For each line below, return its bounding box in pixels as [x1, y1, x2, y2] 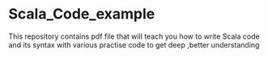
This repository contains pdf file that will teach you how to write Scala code [8, 31, 261, 41]
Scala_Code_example [8, 5, 155, 23]
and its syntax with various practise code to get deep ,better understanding [8, 39, 260, 49]
